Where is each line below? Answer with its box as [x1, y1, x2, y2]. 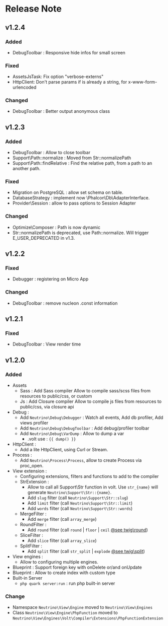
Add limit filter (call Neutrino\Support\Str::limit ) [27, 500, 133, 506]
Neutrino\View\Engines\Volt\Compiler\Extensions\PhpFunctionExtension [12, 616, 163, 621]
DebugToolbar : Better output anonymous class [12, 108, 110, 114]
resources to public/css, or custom [20, 393, 92, 399]
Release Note [5, 3, 62, 15]
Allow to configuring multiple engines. [20, 559, 99, 565]
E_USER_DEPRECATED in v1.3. [12, 235, 75, 241]
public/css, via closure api [20, 404, 74, 410]
